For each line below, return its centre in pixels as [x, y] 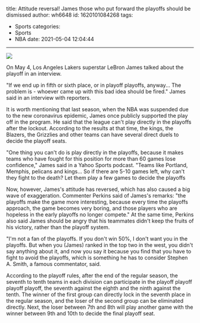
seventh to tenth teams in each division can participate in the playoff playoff [99, 282]
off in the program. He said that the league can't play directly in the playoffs [99, 122]
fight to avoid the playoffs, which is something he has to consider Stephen [97, 258]
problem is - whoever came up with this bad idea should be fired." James [96, 91]
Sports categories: [37, 26]
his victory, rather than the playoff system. [58, 227]
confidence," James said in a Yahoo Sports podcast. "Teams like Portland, [97, 165]
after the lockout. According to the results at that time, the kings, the [90, 128]
